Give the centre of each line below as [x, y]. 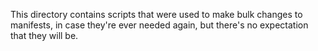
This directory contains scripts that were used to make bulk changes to [156, 14]
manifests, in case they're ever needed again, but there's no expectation [159, 25]
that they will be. [44, 35]
